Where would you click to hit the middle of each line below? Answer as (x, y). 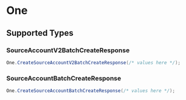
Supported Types (40, 33)
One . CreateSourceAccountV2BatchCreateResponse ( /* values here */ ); (94, 62)
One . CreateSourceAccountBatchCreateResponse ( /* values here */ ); (91, 91)
